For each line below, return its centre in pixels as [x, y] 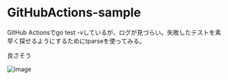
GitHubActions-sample [74, 13]
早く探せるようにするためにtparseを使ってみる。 [76, 41]
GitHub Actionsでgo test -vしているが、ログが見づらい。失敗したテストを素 [114, 32]
